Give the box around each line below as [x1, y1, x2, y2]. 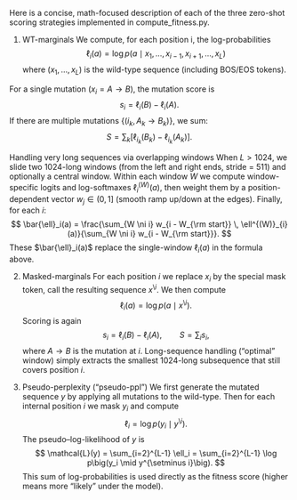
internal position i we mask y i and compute [21, 400, 180, 413]
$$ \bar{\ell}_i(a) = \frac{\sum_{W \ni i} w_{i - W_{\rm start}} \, [11, 219, 239, 230]
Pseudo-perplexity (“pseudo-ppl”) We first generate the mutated [21, 382, 260, 392]
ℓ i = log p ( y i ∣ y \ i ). [124, 416, 189, 431]
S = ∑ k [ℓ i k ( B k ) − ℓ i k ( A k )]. [106, 131, 193, 146]
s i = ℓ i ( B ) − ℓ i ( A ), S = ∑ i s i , [101, 329, 210, 342]
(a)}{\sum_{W [67, 229, 117, 239]
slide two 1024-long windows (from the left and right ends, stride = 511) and [9, 162, 286, 173]
